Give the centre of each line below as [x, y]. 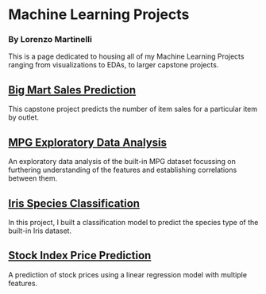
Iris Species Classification [74, 203]
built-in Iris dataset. [40, 231]
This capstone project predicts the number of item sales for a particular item [133, 109]
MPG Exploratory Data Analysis [87, 142]
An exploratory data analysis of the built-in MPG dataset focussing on [122, 162]
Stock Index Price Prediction [80, 256]
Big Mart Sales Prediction [72, 90]
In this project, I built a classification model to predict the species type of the [133, 222]
